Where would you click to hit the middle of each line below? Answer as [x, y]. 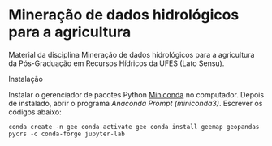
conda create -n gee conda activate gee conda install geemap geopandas [134, 127]
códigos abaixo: [35, 112]
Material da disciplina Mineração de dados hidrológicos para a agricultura [132, 54]
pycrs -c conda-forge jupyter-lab [67, 134]
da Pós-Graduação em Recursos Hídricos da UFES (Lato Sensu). [117, 63]
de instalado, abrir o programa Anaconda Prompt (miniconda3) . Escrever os [136, 103]
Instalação [26, 79]
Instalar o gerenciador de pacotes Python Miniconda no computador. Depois [136, 94]
